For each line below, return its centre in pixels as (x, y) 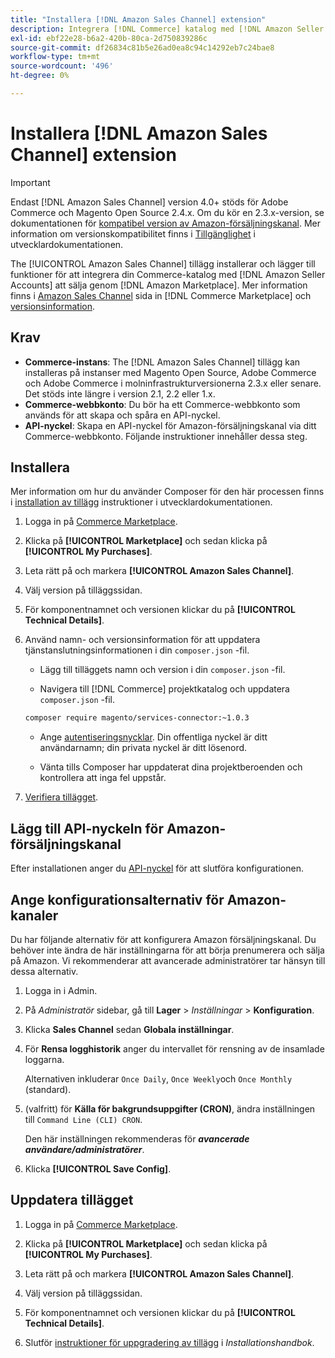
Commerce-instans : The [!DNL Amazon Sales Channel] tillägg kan (162, 362)
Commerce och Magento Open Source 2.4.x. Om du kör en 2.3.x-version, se (167, 212)
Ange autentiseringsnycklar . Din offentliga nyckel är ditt (153, 737)
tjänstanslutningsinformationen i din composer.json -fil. (137, 650)
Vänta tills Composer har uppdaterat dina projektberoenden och (171, 767)
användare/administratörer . (84, 1149)
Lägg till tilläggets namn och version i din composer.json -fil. (162, 670)
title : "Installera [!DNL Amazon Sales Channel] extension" (138, 19)
